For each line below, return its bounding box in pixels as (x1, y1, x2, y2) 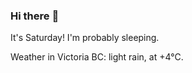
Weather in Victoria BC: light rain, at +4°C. (10, 51, 184, 63)
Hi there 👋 (10, 9, 60, 23)
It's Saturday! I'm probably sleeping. (10, 32, 160, 44)
